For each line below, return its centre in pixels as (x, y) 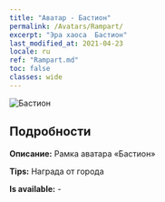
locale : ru (30, 52)
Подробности (50, 131)
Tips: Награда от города (57, 171)
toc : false (30, 69)
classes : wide (36, 77)
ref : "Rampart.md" (44, 60)
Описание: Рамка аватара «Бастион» (82, 153)
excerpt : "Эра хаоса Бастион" (68, 35)
